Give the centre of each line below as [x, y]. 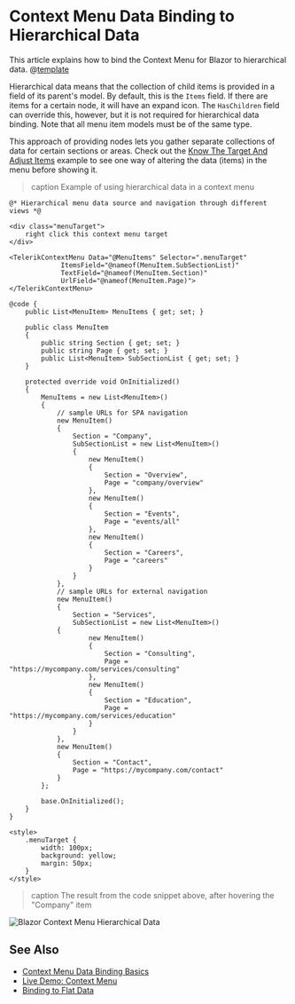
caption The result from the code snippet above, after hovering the [152, 895]
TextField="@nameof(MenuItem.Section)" [134, 273]
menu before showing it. [54, 170]
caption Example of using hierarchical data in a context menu [143, 186]
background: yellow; [79, 855]
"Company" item [61, 905]
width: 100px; [67, 848]
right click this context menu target [97, 234]
